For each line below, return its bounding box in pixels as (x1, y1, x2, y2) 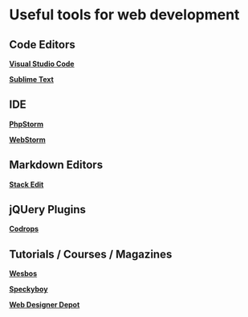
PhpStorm (9, 119, 43, 129)
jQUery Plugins (9, 203, 87, 216)
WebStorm (9, 134, 47, 144)
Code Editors (9, 38, 75, 51)
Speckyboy (9, 284, 48, 294)
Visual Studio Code (9, 59, 75, 68)
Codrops (9, 224, 39, 234)
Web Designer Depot (9, 300, 80, 310)
